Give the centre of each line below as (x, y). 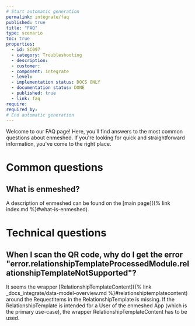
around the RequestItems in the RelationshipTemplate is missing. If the (90, 300)
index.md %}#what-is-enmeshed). (48, 210)
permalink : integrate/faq (37, 17)
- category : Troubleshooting (47, 55)
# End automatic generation (40, 115)
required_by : (22, 109)
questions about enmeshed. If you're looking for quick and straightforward (95, 138)
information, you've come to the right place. (59, 144)
